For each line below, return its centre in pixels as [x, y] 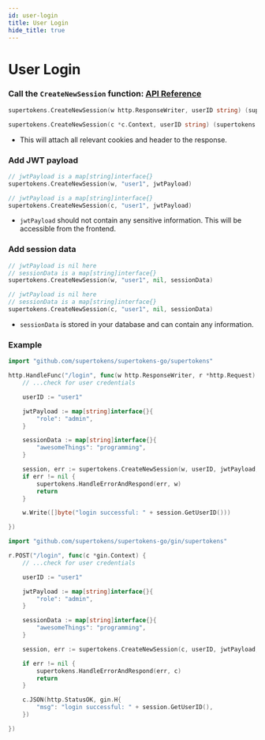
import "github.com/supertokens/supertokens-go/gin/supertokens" [118, 542]
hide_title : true [37, 30]
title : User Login [38, 23]
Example [25, 344]
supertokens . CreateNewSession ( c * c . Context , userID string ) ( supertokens [132, 124]
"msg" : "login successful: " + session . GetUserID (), [125, 708]
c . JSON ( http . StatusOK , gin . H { [72, 700]
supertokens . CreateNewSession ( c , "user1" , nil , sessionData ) [111, 310]
